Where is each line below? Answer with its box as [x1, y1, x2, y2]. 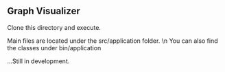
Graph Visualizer [7, 5, 80, 17]
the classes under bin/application [7, 43, 102, 52]
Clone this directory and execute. [7, 23, 102, 31]
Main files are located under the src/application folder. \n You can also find [7, 37, 218, 45]
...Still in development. [7, 57, 70, 65]
